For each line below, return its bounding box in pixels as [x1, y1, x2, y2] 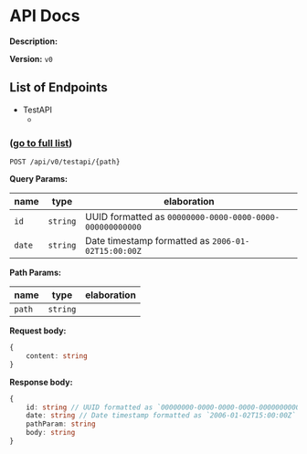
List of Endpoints [9, 79, 108, 96]
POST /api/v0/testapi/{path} [9, 157, 121, 167]
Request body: [9, 325, 67, 336]
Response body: [9, 376, 73, 387]
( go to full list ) [9, 136, 73, 149]
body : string [26, 428, 76, 438]
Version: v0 [9, 53, 53, 64]
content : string [26, 351, 89, 361]
